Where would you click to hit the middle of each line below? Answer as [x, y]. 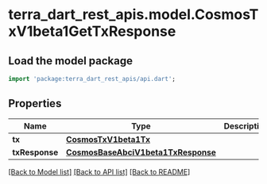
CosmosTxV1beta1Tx [108, 139]
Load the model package [71, 61]
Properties [35, 103]
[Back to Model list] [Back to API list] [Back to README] [99, 171]
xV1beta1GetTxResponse [92, 31]
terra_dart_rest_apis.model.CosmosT [133, 15]
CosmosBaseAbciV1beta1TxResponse [141, 152]
